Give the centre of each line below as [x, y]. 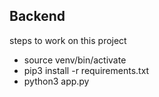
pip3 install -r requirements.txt [86, 70]
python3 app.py [56, 81]
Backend [37, 16]
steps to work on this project [68, 40]
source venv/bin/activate [75, 60]
